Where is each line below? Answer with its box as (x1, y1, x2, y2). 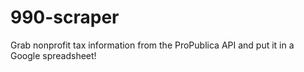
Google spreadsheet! (10, 49, 97, 61)
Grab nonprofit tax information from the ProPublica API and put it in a (10, 39, 295, 51)
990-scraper (10, 6, 120, 29)
